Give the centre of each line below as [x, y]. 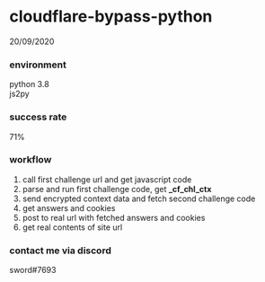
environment [38, 65]
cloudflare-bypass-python [111, 17]
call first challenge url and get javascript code [107, 179]
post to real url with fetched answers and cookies [114, 217]
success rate [38, 117]
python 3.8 [29, 84]
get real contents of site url [72, 227]
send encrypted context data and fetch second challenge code [139, 198]
